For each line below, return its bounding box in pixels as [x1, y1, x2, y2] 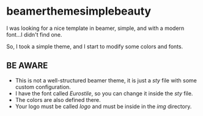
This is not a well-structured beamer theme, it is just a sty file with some [15, 76, 197, 84]
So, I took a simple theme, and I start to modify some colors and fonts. [6, 43, 183, 50]
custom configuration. [15, 83, 72, 90]
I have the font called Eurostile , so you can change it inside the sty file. [15, 90, 193, 97]
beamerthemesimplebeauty [6, 4, 152, 18]
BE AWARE [6, 60, 48, 71]
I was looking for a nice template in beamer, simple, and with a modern [6, 24, 185, 32]
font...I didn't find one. [6, 31, 62, 38]
